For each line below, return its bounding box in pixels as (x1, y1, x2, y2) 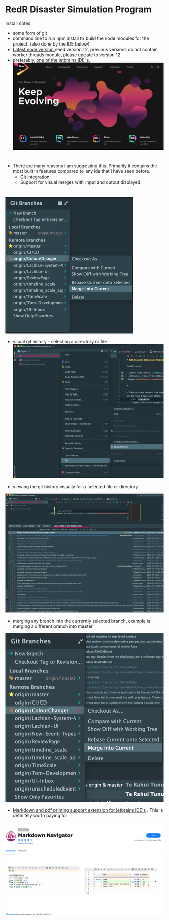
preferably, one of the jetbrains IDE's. (12, 57, 90, 63)
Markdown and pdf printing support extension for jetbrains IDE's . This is (12, 807, 163, 813)
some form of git (12, 30, 47, 36)
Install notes (5, 20, 31, 26)
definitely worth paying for (12, 812, 68, 818)
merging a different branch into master (12, 623, 93, 629)
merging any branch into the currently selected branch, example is (12, 618, 151, 624)
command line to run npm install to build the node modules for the (12, 35, 149, 41)
